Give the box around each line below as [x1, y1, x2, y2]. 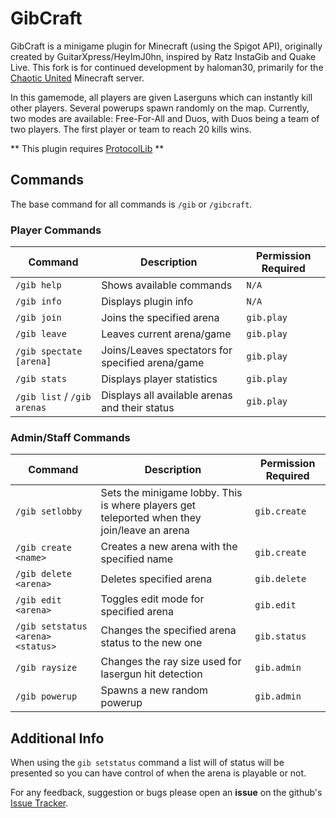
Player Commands [10, 223, 102, 237]
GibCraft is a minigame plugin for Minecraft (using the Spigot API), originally [10, 40, 323, 52]
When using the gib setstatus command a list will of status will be [10, 757, 285, 769]
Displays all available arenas [101, 388, 233, 402]
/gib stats [15, 373, 67, 385]
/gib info [15, 296, 62, 307]
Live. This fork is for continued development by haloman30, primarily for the [10, 61, 324, 73]
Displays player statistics [101, 372, 218, 386]
